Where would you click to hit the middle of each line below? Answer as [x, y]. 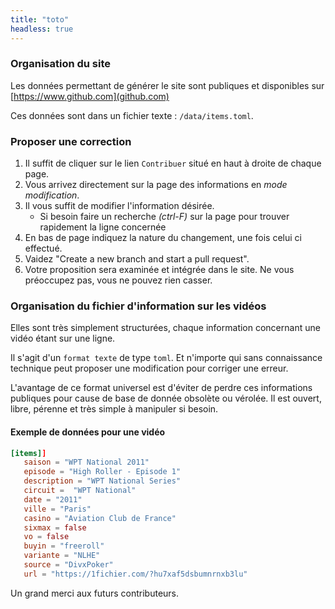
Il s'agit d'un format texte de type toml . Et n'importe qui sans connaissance [166, 358]
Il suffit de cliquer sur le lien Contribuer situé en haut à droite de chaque [173, 163]
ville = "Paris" [57, 509]
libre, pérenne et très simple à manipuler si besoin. [114, 409]
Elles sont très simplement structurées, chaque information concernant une [165, 328]
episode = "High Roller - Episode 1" [102, 472]
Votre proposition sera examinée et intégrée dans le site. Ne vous [159, 270]
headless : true [42, 29]
